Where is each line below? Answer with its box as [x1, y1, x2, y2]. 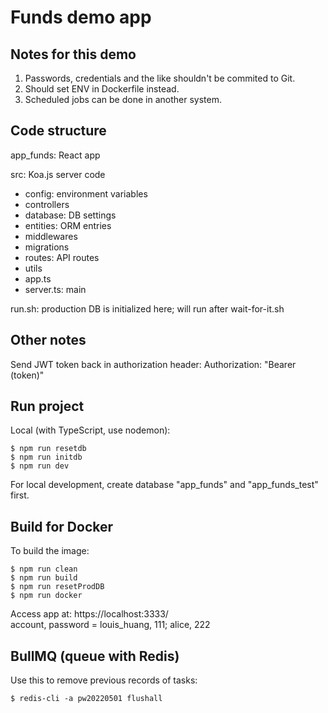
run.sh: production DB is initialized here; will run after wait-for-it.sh [10, 302, 285, 315]
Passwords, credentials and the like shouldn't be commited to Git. [24, 72, 296, 84]
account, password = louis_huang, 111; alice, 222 [10, 619, 211, 631]
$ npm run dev [10, 461, 70, 471]
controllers [24, 198, 70, 210]
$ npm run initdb [10, 452, 83, 463]
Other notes [10, 332, 87, 349]
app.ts [24, 272, 52, 285]
